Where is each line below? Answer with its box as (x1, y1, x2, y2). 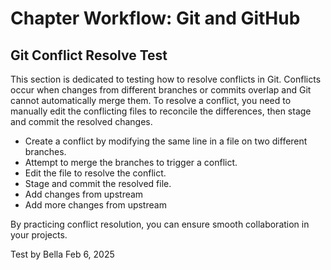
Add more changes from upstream (24, 199, 167, 211)
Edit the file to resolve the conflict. (24, 167, 167, 179)
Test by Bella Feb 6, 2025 (10, 248, 115, 260)
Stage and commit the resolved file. (24, 178, 172, 189)
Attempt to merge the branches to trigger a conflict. (24, 157, 238, 168)
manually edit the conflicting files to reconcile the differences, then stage (10, 105, 312, 117)
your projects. (10, 229, 68, 241)
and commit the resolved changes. (10, 116, 153, 127)
